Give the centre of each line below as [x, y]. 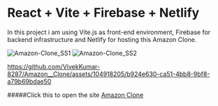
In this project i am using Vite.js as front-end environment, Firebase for [109, 32]
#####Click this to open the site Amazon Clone [75, 95]
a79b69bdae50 [29, 81]
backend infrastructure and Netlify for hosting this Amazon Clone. [102, 39]
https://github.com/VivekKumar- [53, 66]
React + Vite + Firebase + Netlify [103, 13]
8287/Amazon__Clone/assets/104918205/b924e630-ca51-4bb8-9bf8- [109, 74]
